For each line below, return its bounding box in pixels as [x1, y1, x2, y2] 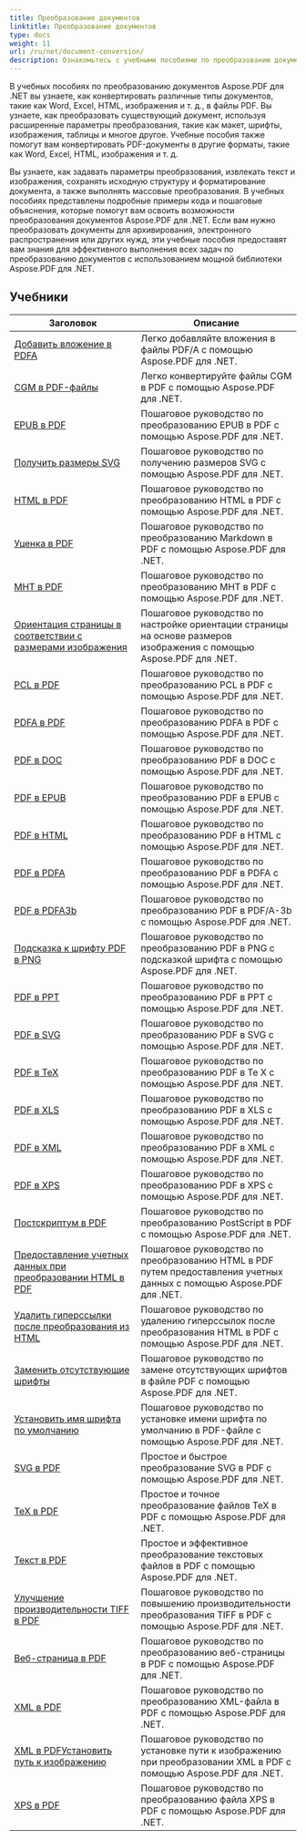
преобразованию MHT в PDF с [140, 580, 277, 593]
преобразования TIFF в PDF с [140, 1608, 272, 1621]
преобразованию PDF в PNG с [140, 941, 275, 954]
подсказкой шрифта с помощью [140, 953, 283, 966]
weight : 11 [9, 38, 51, 48]
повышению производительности [140, 1597, 291, 1609]
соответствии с [14, 629, 83, 642]
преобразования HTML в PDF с [140, 1326, 280, 1339]
